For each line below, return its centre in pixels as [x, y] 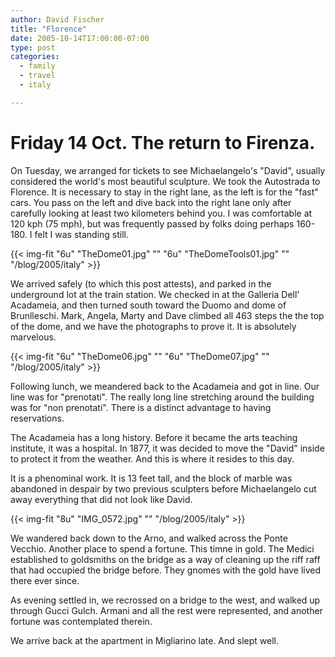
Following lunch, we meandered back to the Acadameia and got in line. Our [165, 386]
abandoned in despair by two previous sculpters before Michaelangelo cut [163, 488]
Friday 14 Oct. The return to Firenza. [163, 142]
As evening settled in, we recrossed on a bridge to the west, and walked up [165, 600]
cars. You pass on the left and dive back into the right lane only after [151, 202]
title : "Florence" [48, 29]
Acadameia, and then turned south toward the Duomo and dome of [148, 305]
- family [37, 66]
